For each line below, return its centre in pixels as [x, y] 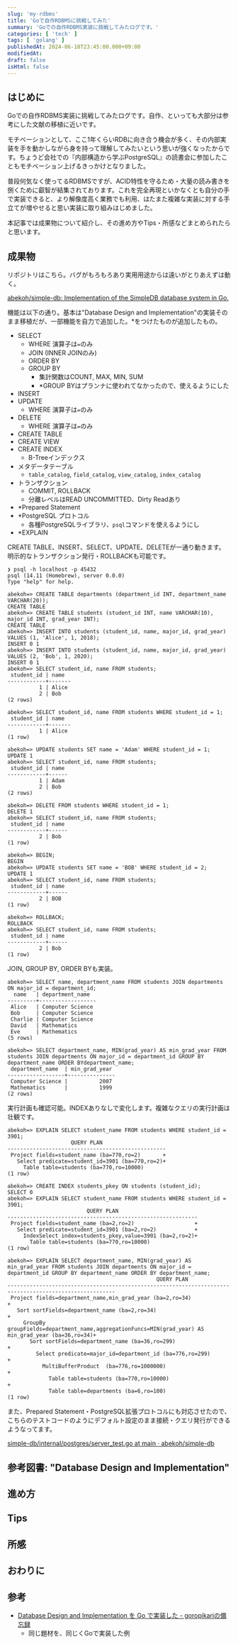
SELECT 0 [20, 1193]
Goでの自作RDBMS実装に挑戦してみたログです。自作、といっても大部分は [115, 116]
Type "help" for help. [41, 582]
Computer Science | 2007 [61, 1082]
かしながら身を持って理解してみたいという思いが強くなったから [131, 148]
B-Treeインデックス [57, 458]
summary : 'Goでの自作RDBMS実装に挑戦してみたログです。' [83, 27]
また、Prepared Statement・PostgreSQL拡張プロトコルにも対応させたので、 [119, 1412]
